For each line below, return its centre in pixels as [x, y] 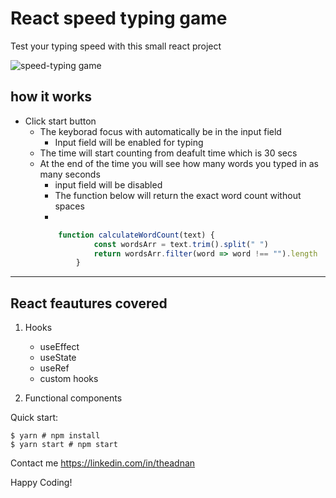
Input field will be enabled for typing [129, 142]
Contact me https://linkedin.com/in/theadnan [103, 463]
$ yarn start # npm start [64, 445]
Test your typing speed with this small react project [116, 46]
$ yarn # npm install [55, 436]
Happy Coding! [41, 483]
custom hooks [69, 379]
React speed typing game [119, 18]
